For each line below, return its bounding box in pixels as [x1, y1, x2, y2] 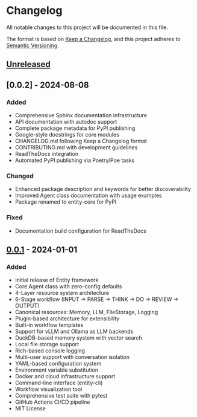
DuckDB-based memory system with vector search [14, 334, 143, 341]
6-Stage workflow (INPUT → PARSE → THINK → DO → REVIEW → [14, 296, 179, 303]
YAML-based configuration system [14, 360, 102, 367]
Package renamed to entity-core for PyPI [14, 198, 117, 205]
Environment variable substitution [14, 366, 98, 373]
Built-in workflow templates [14, 322, 84, 329]
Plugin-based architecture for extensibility [14, 315, 120, 322]
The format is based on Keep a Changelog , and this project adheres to [6, 35, 181, 42]
